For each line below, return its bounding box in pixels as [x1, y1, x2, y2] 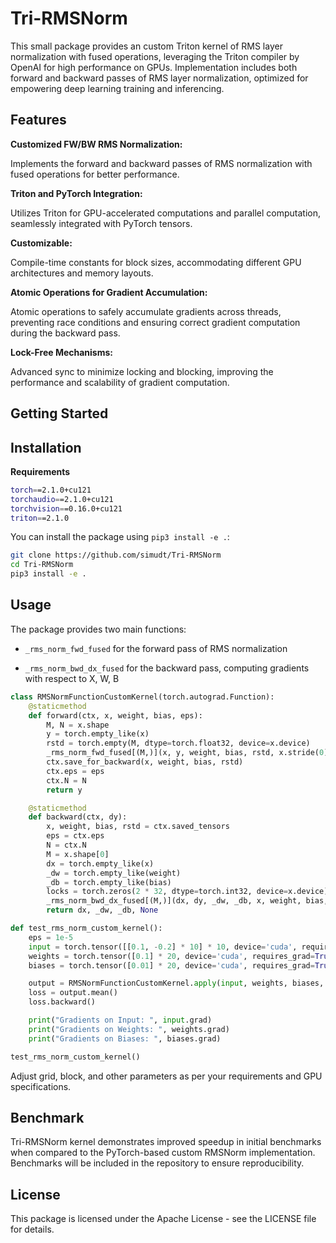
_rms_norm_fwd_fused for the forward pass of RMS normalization [24, 642, 288, 654]
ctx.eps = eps [46, 766, 105, 776]
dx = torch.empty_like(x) [46, 858, 155, 869]
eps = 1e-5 [28, 932, 74, 942]
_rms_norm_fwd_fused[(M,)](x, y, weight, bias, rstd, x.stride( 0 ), [46, 748, 333, 758]
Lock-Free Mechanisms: [10, 346, 114, 358]
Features [10, 112, 67, 129]
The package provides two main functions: [10, 623, 187, 635]
